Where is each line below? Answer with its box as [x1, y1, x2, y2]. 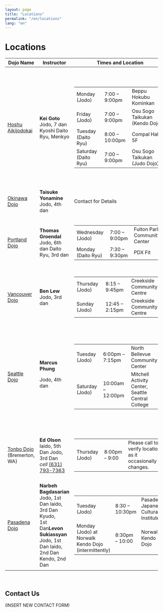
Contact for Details [74, 198, 117, 205]
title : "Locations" [5, 12, 45, 17]
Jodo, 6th [39, 239, 62, 246]
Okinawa [7, 195, 28, 202]
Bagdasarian [39, 488, 69, 495]
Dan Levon [39, 525, 64, 532]
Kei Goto [39, 115, 60, 122]
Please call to [128, 440, 159, 446]
